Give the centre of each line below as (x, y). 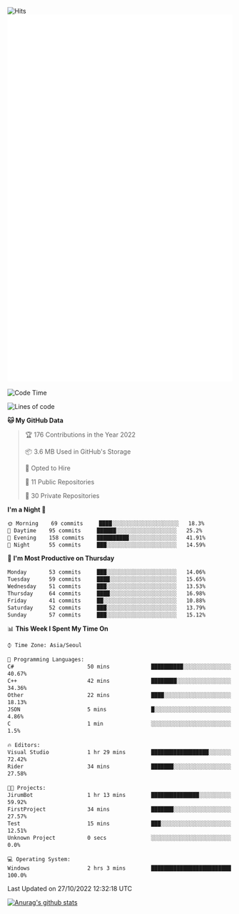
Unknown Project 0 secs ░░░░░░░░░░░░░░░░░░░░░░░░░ (119, 838)
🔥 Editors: (24, 745)
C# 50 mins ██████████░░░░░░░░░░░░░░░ (119, 666)
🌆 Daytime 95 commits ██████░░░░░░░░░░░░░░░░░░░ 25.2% (105, 530)
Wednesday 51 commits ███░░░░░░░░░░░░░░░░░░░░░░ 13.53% (106, 586)
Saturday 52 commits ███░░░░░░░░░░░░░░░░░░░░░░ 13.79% (106, 608)
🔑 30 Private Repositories (62, 495)
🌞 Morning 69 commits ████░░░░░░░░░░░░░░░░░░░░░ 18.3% (106, 523)
